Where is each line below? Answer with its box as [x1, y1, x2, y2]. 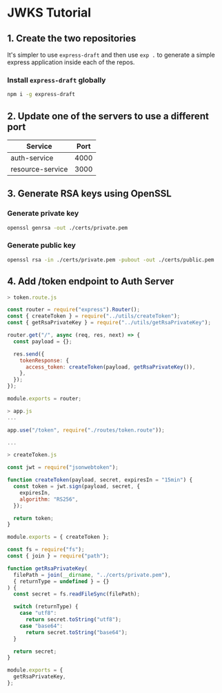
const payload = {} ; [13, 338, 72, 345]
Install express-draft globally [7, 75, 106, 84]
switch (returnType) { [13, 603, 79, 610]
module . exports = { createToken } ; [7, 534, 110, 541]
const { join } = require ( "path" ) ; [7, 553, 110, 560]
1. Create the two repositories [7, 33, 137, 44]
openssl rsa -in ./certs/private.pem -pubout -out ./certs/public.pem [7, 256, 214, 264]
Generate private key [7, 209, 79, 219]
